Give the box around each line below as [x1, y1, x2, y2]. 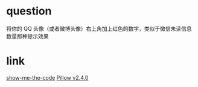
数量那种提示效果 [6, 32, 49, 40]
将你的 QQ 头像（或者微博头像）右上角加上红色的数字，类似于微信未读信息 [6, 25, 192, 32]
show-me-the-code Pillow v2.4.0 [6, 74, 89, 81]
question [6, 4, 52, 18]
